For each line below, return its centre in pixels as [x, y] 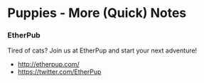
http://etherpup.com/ [48, 65]
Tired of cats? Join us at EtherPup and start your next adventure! [102, 50]
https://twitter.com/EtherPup [59, 72]
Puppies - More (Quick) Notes [97, 13]
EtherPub [24, 35]
